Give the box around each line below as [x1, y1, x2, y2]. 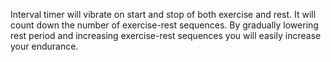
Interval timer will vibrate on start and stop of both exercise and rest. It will [10, 9, 317, 20]
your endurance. [10, 40, 79, 52]
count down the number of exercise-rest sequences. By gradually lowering [10, 19, 319, 31]
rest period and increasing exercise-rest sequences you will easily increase [10, 30, 322, 41]
